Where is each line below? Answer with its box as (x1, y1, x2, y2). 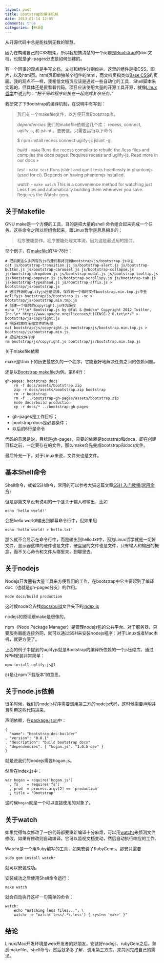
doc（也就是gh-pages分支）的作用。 (5, 584, 80, 590)
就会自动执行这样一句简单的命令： (5, 894, 74, 900)
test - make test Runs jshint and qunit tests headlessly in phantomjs (17, 167, 153, 173)
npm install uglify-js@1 (5, 662, 56, 667)
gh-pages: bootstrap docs (5, 379, 58, 384)
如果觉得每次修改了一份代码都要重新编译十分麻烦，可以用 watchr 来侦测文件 (5, 829, 156, 835)
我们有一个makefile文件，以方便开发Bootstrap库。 (17, 111, 118, 117)
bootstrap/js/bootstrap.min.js (5, 329, 69, 334)
